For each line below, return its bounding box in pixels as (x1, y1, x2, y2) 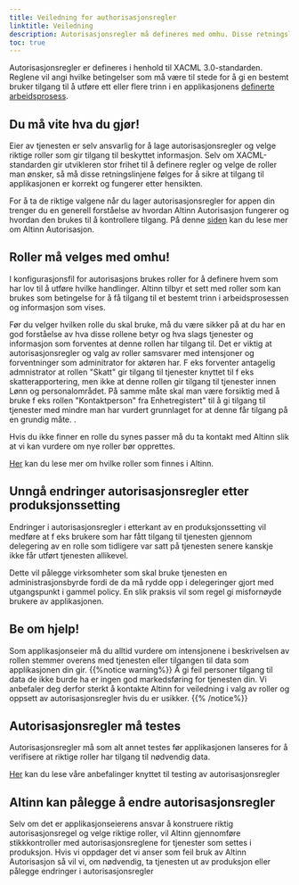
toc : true (9, 37, 46, 47)
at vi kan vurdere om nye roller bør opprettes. (9, 441, 175, 451)
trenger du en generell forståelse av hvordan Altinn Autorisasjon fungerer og (9, 205, 289, 216)
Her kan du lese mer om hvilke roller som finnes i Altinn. (9, 458, 214, 468)
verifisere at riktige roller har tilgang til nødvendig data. (9, 751, 211, 763)
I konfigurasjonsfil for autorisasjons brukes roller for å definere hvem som (9, 273, 279, 284)
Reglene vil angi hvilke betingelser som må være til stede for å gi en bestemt (9, 72, 289, 83)
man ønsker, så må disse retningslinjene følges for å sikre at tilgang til (9, 169, 264, 179)
